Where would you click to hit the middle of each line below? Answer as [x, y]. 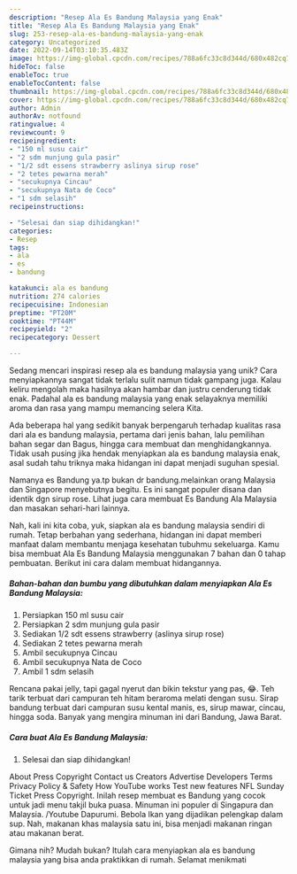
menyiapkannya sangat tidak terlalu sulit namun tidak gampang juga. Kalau [145, 380]
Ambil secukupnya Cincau [69, 653]
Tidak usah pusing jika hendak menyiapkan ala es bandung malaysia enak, [145, 453]
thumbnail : [29, 91]
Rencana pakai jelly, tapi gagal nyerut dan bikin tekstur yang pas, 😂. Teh [142, 688]
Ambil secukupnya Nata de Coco [82, 661]
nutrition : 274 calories [55, 296]
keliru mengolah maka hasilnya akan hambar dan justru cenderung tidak [140, 389]
